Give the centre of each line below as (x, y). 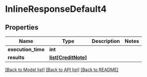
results (16, 58)
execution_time (26, 49)
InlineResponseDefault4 (56, 9)
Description (106, 41)
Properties (22, 27)
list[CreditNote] (68, 58)
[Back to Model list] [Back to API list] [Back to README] (62, 70)
